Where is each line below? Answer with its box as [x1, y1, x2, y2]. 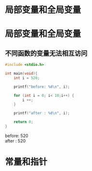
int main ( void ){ [5, 71, 38, 76]
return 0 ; [13, 120, 34, 124]
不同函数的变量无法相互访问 [5, 49, 88, 57]
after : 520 [5, 138, 26, 143]
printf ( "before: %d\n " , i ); [13, 84, 70, 89]
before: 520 [5, 133, 28, 139]
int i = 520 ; [13, 76, 40, 80]
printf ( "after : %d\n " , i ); [13, 111, 70, 116]
